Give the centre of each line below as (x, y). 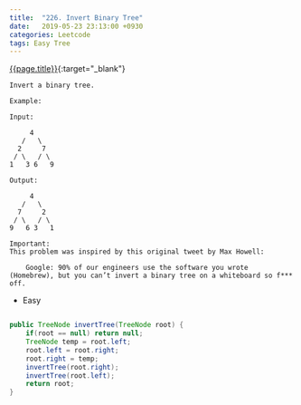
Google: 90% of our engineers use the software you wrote (137, 268)
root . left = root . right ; (72, 350)
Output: (24, 181)
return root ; (50, 384)
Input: (22, 117)
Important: (30, 244)
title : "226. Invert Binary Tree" (76, 18)
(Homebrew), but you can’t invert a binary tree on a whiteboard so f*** (151, 276)
